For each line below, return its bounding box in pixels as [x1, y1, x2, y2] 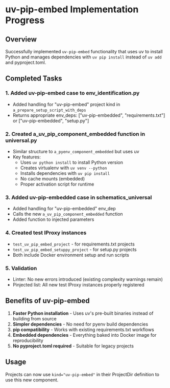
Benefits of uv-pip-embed [5, 296, 90, 305]
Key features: [12, 154, 41, 160]
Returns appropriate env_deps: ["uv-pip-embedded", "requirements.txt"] [12, 112, 165, 118]
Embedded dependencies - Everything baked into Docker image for [12, 332, 157, 338]
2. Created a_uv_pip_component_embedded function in [5, 130, 145, 137]
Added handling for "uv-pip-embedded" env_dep [12, 206, 116, 212]
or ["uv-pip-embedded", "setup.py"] [12, 117, 89, 124]
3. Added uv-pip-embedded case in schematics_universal [5, 194, 152, 201]
